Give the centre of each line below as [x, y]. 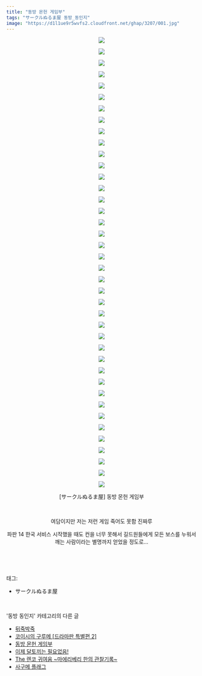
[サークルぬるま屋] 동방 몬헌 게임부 [102, 497]
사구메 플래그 [31, 667]
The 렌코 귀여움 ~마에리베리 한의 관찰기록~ [66, 659]
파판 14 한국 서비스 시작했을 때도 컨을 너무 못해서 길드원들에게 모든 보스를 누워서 [102, 534]
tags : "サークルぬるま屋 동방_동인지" [48, 18]
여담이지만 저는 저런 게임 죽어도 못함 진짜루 [102, 521]
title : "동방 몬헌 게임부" [36, 12]
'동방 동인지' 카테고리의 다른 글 [43, 616]
